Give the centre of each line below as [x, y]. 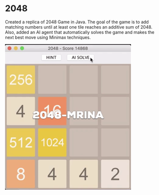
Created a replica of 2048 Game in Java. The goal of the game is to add [77, 22]
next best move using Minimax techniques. [48, 37]
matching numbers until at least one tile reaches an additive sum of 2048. [79, 27]
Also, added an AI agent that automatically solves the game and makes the [80, 32]
